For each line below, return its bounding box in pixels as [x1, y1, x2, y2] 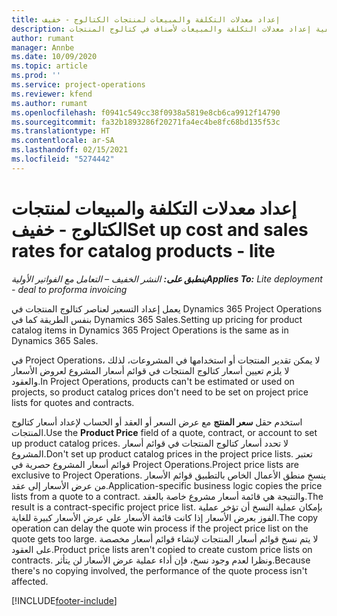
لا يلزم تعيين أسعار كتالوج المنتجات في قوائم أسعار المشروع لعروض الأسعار [11, 364, 290, 376]
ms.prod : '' [11, 71, 61, 81]
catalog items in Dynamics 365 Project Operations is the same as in [11, 324, 289, 336]
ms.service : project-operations [11, 80, 146, 90]
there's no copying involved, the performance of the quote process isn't [11, 564, 308, 576]
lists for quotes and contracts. [11, 396, 135, 408]
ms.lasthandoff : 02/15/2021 [11, 145, 129, 155]
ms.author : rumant [11, 98, 88, 108]
